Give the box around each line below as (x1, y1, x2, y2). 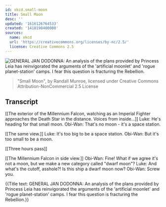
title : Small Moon (5, 12, 43, 17)
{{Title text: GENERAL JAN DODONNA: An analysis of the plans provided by (5, 181, 159, 187)
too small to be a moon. (5, 136, 53, 142)
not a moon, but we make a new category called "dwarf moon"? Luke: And (5, 161, 157, 167)
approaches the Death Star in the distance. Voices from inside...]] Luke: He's (5, 116, 161, 122)
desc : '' (5, 16, 23, 21)
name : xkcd (9, 35, 32, 40)
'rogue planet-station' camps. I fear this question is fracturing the (5, 192, 138, 198)
